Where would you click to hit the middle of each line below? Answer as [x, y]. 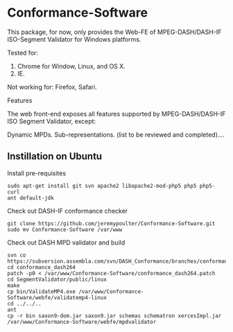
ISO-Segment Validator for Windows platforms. [74, 39]
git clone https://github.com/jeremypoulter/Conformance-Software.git [111, 223]
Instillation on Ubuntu [55, 156]
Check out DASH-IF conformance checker [68, 211]
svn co [17, 255]
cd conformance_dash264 [42, 267]
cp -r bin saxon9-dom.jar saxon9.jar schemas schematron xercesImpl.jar [114, 316]
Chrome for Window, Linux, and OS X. [71, 66]
